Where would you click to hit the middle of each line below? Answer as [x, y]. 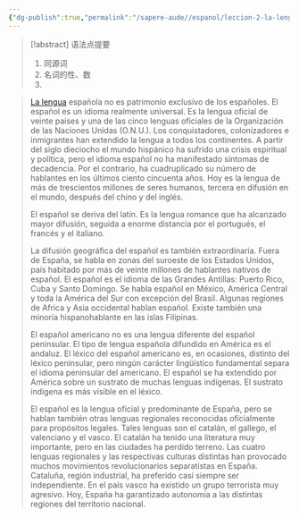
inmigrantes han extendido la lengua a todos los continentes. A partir [157, 140]
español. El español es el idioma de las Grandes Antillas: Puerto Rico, [157, 279]
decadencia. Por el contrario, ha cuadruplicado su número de [143, 168]
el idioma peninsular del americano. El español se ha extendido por [154, 372]
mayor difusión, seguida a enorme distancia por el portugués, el [148, 224]
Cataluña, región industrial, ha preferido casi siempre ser [135, 475]
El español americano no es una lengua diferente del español [142, 334]
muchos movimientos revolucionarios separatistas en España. [144, 465]
